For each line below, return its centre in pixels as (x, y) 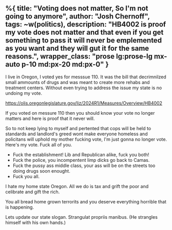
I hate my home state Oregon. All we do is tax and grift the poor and (77, 186)
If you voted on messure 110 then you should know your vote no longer (80, 113)
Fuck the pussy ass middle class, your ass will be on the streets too (84, 165)
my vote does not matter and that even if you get (84, 33)
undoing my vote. (24, 93)
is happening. (20, 207)
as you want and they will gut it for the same (77, 48)
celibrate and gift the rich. (33, 192)
